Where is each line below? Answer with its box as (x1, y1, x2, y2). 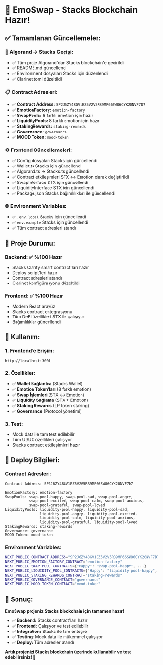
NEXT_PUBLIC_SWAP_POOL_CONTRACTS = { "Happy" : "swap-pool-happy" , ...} (5, 564, 147, 568)
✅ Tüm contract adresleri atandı (12, 225, 76, 231)
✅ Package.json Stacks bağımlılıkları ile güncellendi (12, 190, 115, 196)
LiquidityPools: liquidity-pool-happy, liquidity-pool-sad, (5, 507, 130, 512)
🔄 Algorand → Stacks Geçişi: (5, 49, 74, 55)
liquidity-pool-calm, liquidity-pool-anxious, (39, 515, 136, 520)
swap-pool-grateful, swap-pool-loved (29, 502, 105, 508)
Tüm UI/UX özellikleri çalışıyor (12, 437, 72, 443)
